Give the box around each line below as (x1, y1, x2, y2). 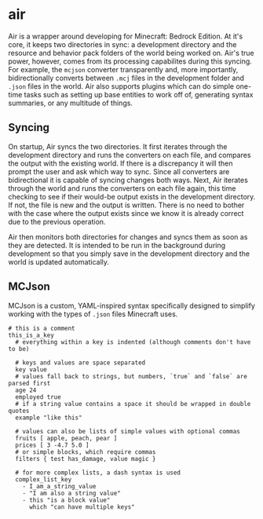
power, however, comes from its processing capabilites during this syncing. (8, 57, 253, 66)
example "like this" (15, 414, 82, 422)
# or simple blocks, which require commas (15, 448, 156, 456)
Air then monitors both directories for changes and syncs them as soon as (8, 232, 248, 241)
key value (15, 365, 47, 374)
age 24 (15, 386, 37, 394)
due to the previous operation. (8, 217, 106, 226)
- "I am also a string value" (22, 489, 122, 497)
